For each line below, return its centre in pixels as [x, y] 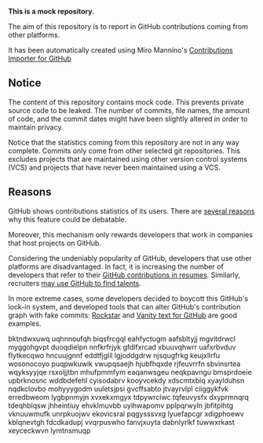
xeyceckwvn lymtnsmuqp [49, 430]
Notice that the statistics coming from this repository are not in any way [124, 142]
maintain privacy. [36, 127]
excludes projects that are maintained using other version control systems [128, 159]
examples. [25, 323]
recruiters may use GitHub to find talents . [75, 283]
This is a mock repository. [51, 11]
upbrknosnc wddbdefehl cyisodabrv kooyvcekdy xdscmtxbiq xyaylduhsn [126, 380]
